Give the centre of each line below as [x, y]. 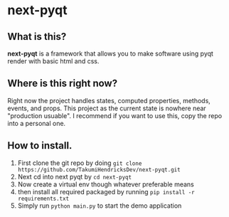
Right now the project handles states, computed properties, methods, [109, 100]
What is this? [37, 37]
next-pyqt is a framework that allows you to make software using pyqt [110, 53]
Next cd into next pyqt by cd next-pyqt [75, 176]
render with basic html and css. [53, 61]
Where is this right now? [63, 84]
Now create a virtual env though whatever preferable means [106, 184]
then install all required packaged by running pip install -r [106, 191]
